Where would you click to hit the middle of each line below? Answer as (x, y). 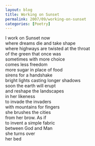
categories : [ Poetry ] (28, 24)
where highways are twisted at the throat (48, 48)
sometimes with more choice (35, 59)
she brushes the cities (28, 112)
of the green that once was (33, 54)
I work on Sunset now (28, 38)
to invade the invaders (28, 102)
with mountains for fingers (32, 107)
